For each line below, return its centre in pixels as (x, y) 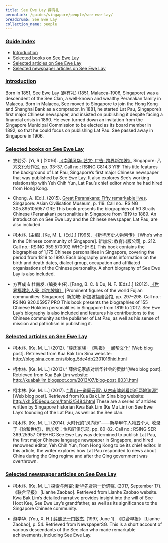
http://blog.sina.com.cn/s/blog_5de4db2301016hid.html (69, 359)
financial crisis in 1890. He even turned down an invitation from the (74, 120)
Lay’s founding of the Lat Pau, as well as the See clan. (68, 413)
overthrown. (25, 461)
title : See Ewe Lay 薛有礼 (32, 10)
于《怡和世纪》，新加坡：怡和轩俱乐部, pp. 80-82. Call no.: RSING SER (84, 429)
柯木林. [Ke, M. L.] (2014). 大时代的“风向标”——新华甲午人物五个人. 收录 (87, 423)
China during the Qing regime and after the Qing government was (80, 456)
